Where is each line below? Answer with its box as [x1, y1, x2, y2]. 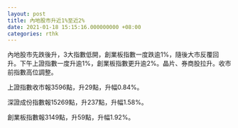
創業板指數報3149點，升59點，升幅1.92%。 [7, 113, 135, 122]
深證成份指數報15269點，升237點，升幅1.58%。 [7, 98, 148, 107]
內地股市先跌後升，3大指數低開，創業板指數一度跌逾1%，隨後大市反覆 [7, 50, 213, 59]
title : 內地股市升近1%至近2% [7, 17, 85, 24]
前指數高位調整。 [7, 68, 58, 76]
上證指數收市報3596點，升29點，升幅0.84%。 [7, 83, 144, 92]
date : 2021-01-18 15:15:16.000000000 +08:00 [7, 23, 141, 30]
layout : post [7, 10, 46, 18]
